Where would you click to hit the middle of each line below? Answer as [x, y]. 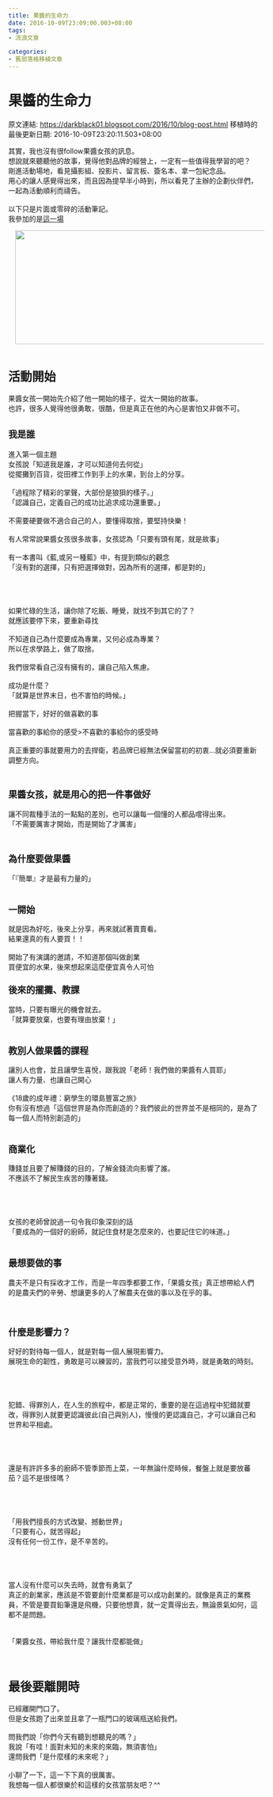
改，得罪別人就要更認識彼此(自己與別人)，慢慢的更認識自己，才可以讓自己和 [132, 1415]
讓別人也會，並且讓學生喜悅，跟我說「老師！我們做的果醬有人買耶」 [119, 1070]
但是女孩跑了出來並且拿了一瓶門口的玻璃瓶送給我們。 [95, 1718]
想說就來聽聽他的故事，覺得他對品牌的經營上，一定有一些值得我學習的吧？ [129, 161]
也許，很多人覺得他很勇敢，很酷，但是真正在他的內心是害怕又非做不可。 [126, 408]
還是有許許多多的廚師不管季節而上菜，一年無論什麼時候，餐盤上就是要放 [126, 1468]
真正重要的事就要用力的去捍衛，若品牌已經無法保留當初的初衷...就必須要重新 [133, 750]
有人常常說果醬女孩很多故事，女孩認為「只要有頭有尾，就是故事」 [116, 538]
